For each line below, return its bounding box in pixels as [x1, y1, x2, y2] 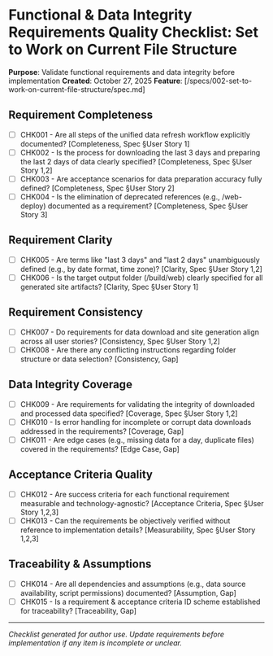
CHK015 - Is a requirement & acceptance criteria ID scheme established [19, 597, 261, 606]
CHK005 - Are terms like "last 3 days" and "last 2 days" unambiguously [19, 255, 260, 265]
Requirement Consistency [8, 305, 144, 319]
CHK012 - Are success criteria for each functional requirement [19, 489, 230, 499]
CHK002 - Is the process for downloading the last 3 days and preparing [19, 147, 261, 157]
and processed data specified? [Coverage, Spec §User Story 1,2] [19, 409, 238, 418]
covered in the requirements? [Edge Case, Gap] [19, 444, 180, 453]
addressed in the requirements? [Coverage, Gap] [19, 426, 184, 436]
